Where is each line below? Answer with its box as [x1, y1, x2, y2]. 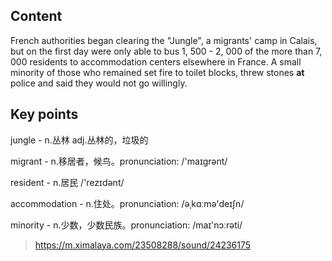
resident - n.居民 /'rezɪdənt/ [10, 176, 125, 188]
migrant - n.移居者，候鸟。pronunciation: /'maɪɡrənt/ [10, 155, 228, 167]
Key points [10, 106, 79, 123]
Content [10, 8, 63, 25]
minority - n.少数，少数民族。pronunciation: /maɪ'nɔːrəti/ [10, 219, 243, 231]
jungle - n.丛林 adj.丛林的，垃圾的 [10, 134, 149, 146]
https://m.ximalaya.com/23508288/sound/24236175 [34, 239, 252, 251]
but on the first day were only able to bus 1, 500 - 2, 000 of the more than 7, [10, 45, 323, 57]
